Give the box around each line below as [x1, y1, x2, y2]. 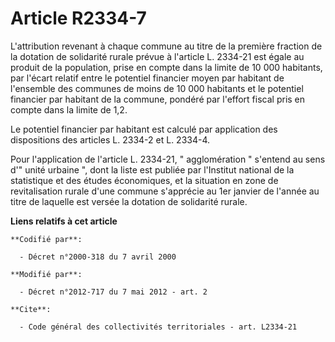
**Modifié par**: [10, 269, 83, 279]
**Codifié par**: [10, 234, 83, 244]
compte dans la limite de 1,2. [10, 103, 128, 116]
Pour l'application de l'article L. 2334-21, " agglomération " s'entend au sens [10, 153, 326, 165]
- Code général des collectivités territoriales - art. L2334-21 [19, 322, 298, 332]
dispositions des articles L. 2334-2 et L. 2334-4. [10, 133, 211, 146]
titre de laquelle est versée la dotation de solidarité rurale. [10, 195, 248, 207]
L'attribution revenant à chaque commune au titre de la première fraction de [10, 40, 323, 52]
